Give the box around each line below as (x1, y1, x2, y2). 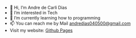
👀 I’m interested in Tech (9, 10, 58, 16)
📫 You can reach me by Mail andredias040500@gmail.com (9, 20, 131, 26)
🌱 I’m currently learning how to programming (9, 15, 101, 20)
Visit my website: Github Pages (9, 27, 73, 33)
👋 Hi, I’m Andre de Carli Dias (9, 5, 67, 10)
